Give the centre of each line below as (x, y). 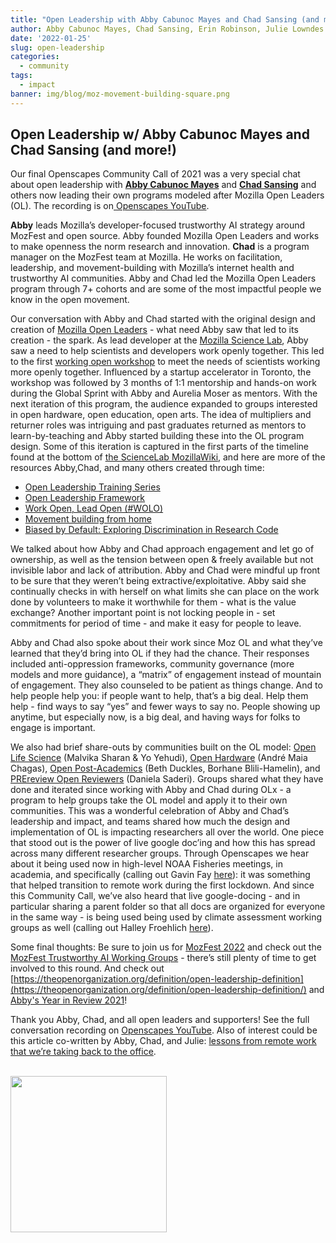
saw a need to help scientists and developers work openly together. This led (167, 351)
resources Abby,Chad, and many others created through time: (137, 468)
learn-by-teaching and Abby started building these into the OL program (157, 436)
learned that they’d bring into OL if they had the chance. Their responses (160, 653)
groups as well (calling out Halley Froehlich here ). (112, 928)
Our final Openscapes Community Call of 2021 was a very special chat (155, 174)
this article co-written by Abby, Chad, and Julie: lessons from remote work (163, 1041)
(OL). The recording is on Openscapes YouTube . (110, 206)
